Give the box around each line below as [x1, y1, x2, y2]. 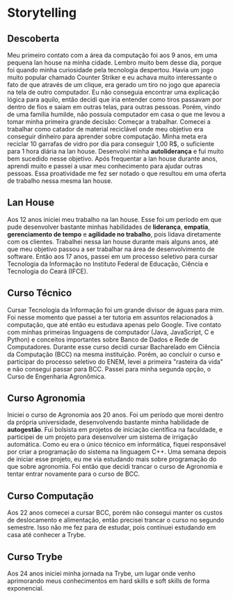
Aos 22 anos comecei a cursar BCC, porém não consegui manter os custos [7, 509, 223, 517]
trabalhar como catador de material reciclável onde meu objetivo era [7, 125, 204, 133]
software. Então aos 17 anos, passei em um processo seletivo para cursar [7, 252, 218, 260]
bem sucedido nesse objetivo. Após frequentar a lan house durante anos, [7, 154, 218, 163]
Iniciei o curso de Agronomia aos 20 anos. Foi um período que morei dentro [7, 410, 224, 419]
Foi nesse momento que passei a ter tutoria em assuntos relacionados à [7, 313, 214, 321]
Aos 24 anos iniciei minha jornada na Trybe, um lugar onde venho [7, 569, 196, 578]
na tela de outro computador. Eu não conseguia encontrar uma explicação [7, 88, 220, 96]
